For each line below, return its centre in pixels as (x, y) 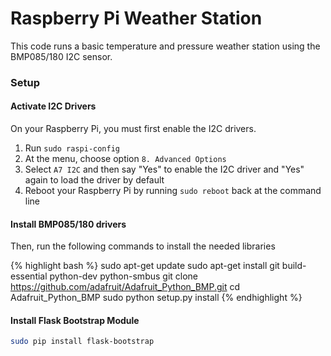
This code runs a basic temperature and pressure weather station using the (165, 46)
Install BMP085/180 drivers (68, 224)
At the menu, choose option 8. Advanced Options (125, 159)
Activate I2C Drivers (53, 106)
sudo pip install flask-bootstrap (82, 342)
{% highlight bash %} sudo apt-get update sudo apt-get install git (145, 266)
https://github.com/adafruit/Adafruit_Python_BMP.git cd (125, 287)
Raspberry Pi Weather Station (136, 18)
